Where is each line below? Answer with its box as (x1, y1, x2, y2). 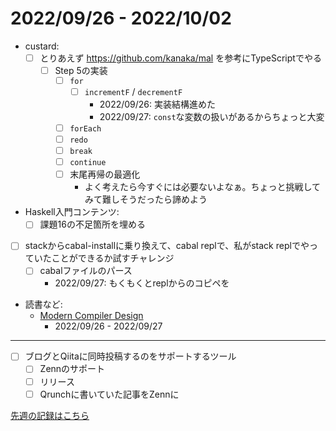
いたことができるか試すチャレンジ (33, 252, 175, 264)
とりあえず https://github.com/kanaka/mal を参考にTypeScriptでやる (39, 52, 322, 64)
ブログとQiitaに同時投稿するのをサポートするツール (24, 350, 237, 362)
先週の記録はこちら (10, 409, 90, 421)
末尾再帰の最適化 (69, 168, 141, 181)
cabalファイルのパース (39, 265, 133, 277)
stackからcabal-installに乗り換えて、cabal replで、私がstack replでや (24, 240, 310, 252)
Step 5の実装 (54, 65, 108, 76)
